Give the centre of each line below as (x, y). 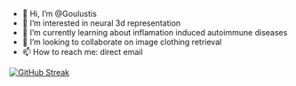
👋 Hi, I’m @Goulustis (60, 14)
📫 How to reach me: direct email (83, 52)
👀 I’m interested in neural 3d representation (101, 23)
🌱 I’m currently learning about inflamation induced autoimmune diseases (155, 32)
